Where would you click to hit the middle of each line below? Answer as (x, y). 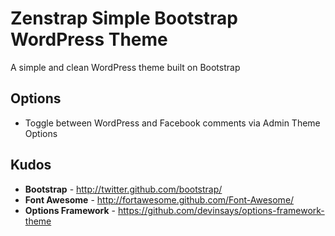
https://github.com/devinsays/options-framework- (221, 210)
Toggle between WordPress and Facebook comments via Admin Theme (172, 123)
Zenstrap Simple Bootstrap (124, 18)
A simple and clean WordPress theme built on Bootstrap (125, 67)
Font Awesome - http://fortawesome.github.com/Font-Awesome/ (159, 199)
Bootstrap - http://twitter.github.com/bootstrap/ (123, 189)
